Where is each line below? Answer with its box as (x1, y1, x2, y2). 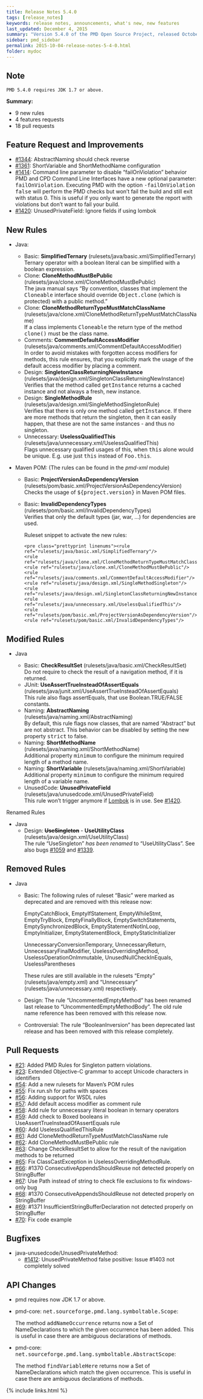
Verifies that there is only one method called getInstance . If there (24, 407, 192, 415)
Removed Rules (6, 864, 66, 874)
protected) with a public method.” (24, 298, 108, 305)
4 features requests (14, 116, 65, 123)
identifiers (14, 1074, 40, 1081)
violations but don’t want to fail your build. (14, 201, 120, 208)
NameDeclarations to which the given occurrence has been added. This (14, 1326, 195, 1334)
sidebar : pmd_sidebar (6, 37, 61, 43)
